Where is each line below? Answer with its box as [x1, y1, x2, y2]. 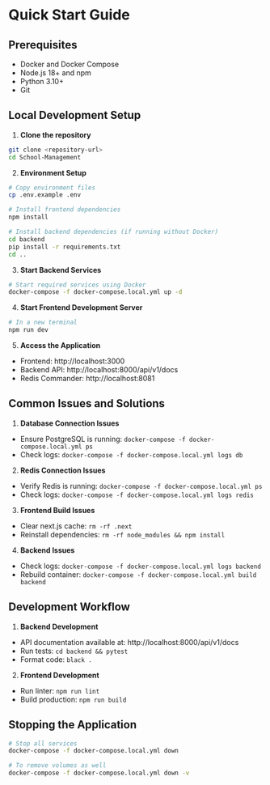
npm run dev [8, 326, 49, 334]
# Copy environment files [8, 184, 95, 192]
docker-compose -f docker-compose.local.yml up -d [8, 288, 183, 296]
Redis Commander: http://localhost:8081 [19, 374, 155, 384]
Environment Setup [19, 168, 87, 177]
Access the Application [19, 341, 101, 350]
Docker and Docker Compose [19, 59, 120, 69]
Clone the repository [19, 129, 91, 139]
